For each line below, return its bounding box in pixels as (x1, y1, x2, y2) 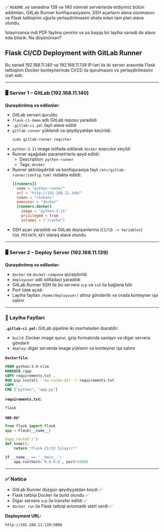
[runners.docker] (17, 204, 52, 209)
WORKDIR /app (5, 369, 32, 374)
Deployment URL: (5, 513, 41, 519)
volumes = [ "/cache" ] (21, 218, 65, 222)
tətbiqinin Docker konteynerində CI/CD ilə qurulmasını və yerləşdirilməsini (5, 67, 153, 73)
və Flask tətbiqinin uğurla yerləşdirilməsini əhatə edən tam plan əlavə (5, 15, 144, 21)
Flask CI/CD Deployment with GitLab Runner (5, 49, 143, 57)
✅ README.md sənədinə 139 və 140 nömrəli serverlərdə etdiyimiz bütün (5, 4, 145, 10)
